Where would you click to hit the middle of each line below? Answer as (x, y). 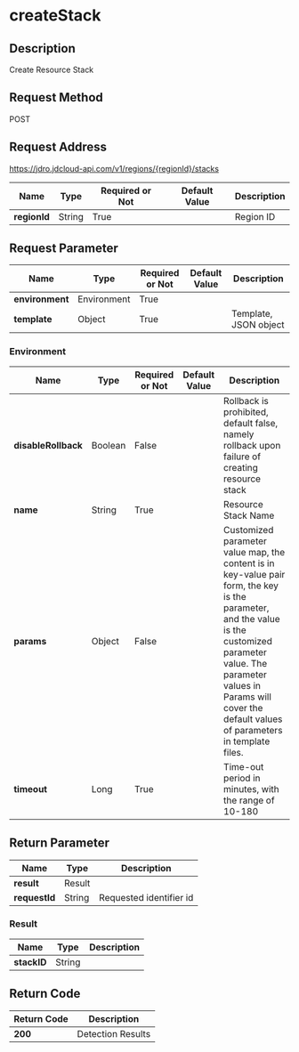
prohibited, (246, 412)
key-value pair (255, 574)
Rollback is (246, 401)
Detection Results (114, 1033)
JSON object (258, 325)
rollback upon (252, 445)
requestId (35, 897)
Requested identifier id (146, 897)
